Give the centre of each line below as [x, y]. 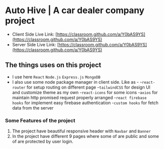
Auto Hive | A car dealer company [75, 10]
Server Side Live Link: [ [35, 44]
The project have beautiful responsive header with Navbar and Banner [82, 131]
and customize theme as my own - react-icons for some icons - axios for [85, 92]
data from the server [33, 108]
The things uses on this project [53, 65]
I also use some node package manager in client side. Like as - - [77, 82]
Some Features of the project [40, 120]
